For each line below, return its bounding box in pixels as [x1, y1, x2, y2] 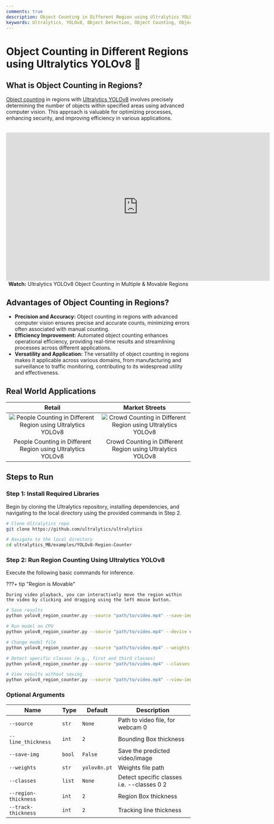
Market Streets [123, 404, 166, 411]
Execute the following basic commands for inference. [6, 569, 135, 576]
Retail [44, 404, 61, 411]
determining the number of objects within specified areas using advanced [6, 102, 184, 109]
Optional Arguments [6, 691, 66, 699]
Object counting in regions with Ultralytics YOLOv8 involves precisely [6, 96, 174, 103]
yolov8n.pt [82, 764, 112, 771]
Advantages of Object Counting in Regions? [6, 297, 170, 308]
